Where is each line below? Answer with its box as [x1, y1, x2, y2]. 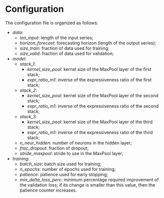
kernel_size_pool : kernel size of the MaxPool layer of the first [27, 66, 152, 72]
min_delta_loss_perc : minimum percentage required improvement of [19, 177, 159, 183]
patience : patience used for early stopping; [19, 171, 108, 177]
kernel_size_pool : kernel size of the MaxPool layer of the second [27, 93, 159, 99]
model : [12, 55, 27, 61]
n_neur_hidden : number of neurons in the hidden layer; [19, 140, 132, 146]
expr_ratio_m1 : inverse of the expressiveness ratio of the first [27, 77, 152, 83]
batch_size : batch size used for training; [19, 161, 102, 167]
